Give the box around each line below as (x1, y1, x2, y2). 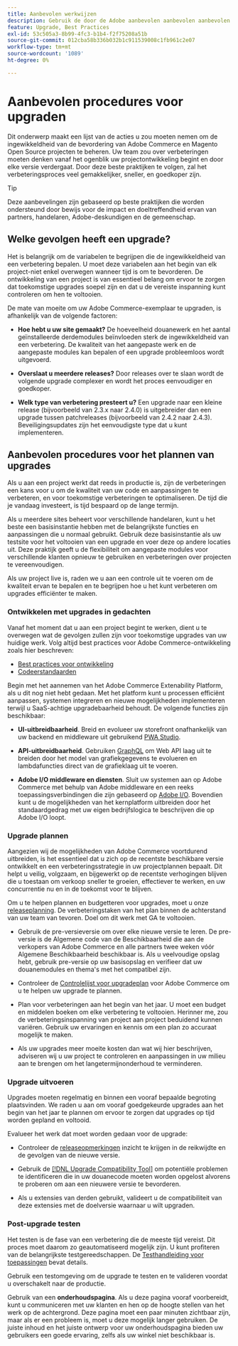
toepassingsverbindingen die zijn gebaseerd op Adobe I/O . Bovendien (17, 790, 223, 798)
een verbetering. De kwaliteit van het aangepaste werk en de (17, 340, 197, 348)
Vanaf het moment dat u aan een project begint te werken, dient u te (7, 623, 207, 631)
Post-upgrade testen (7, 1219, 81, 1229)
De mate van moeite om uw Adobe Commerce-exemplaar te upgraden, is (7, 304, 222, 312)
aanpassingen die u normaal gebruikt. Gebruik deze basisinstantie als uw (7, 530, 222, 539)
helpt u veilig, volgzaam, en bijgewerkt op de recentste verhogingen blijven (7, 869, 227, 878)
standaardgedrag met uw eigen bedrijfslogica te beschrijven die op (17, 805, 215, 814)
